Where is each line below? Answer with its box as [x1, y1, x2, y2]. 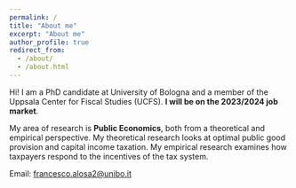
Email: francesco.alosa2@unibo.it [9, 168, 132, 178]
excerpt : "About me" [9, 29, 86, 38]
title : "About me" [9, 21, 77, 30]
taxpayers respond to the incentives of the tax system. [9, 151, 209, 161]
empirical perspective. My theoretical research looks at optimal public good [9, 132, 286, 143]
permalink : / [9, 12, 58, 22]
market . [9, 106, 39, 116]
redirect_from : [9, 46, 66, 55]
